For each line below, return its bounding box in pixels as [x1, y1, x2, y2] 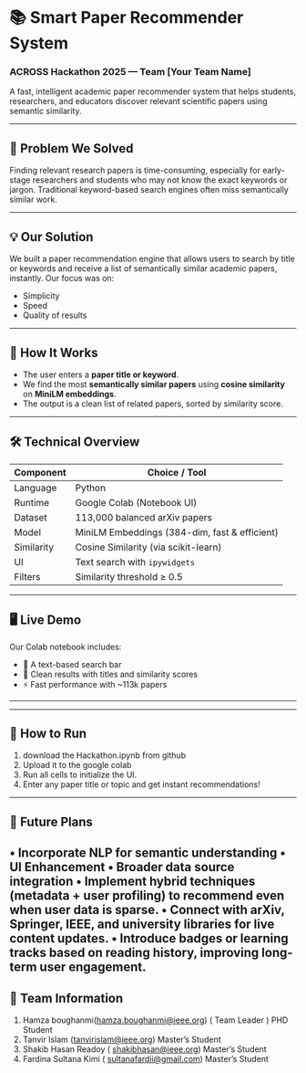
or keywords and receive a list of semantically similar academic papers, [9, 263, 278, 274]
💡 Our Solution [9, 229, 94, 245]
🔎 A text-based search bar [22, 658, 122, 669]
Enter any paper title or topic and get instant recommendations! [22, 779, 261, 790]
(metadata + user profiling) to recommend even [9, 888, 285, 904]
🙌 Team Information [9, 990, 124, 1005]
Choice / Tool [147, 466, 207, 479]
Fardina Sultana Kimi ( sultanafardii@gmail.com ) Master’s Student [22, 1053, 269, 1064]
